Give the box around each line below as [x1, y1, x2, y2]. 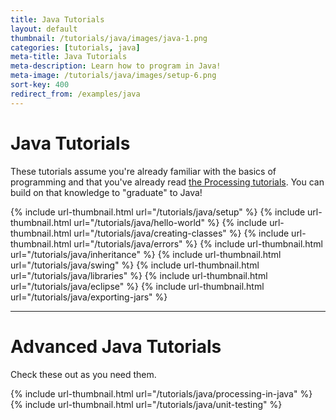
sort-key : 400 [10, 80, 70, 90]
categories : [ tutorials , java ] [10, 42, 141, 53]
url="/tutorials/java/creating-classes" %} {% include [73, 227, 290, 239]
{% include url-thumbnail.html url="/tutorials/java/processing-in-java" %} [10, 387, 313, 400]
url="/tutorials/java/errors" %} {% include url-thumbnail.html [73, 237, 323, 250]
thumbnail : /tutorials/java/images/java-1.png [10, 33, 208, 43]
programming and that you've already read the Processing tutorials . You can [10, 176, 325, 188]
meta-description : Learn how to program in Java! [10, 61, 222, 71]
